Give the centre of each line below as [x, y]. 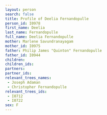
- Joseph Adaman [24, 82]
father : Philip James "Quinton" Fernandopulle [53, 50]
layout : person [21, 10]
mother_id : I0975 [23, 46]
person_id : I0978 [23, 23]
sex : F [12, 105]
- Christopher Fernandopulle [37, 87]
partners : [15, 69]
